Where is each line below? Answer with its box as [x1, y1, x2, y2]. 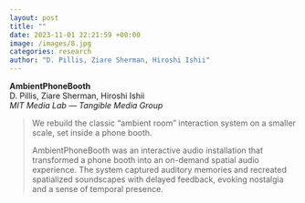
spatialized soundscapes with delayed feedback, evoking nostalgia [31, 174, 285, 185]
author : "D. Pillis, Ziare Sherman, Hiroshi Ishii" [9, 56, 210, 65]
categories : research [9, 47, 92, 56]
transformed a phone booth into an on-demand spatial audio [31, 155, 260, 165]
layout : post [9, 13, 59, 23]
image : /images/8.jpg [9, 38, 92, 48]
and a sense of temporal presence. [31, 184, 164, 194]
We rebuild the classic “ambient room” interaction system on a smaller [31, 117, 297, 128]
